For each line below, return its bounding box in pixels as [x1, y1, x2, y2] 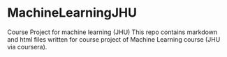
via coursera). [7, 42, 47, 51]
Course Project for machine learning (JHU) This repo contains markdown [7, 28, 218, 36]
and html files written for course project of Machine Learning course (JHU [7, 35, 221, 43]
